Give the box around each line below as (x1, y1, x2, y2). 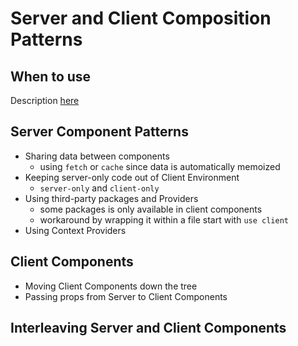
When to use (10, 68, 92, 85)
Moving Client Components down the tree (24, 280, 198, 292)
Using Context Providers (24, 224, 127, 236)
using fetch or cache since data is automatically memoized (39, 160, 281, 172)
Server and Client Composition (10, 7, 272, 30)
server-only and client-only (39, 182, 160, 194)
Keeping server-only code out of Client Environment (24, 171, 240, 183)
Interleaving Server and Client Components (10, 320, 287, 337)
